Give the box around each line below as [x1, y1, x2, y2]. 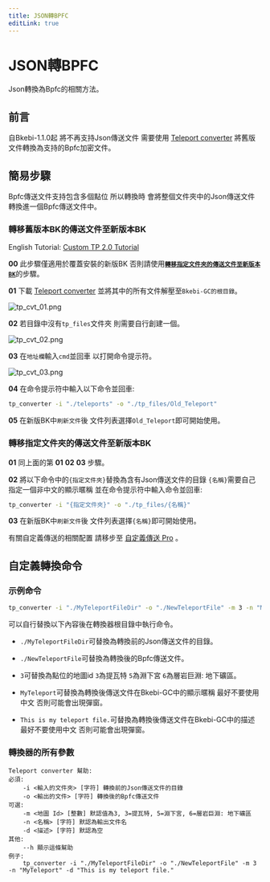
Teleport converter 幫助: [8, 767, 92, 775]
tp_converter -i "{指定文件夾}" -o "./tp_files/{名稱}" [8, 500, 191, 508]
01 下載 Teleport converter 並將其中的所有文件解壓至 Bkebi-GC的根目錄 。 [8, 286, 243, 296]
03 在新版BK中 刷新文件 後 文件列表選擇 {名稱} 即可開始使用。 [8, 516, 201, 526]
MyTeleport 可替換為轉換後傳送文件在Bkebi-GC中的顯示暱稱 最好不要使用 [19, 688, 260, 697]
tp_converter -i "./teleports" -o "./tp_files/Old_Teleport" [8, 400, 218, 408]
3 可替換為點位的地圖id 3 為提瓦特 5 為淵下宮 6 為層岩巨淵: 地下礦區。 [19, 670, 241, 680]
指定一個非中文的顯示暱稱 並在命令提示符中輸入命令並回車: [8, 484, 202, 494]
